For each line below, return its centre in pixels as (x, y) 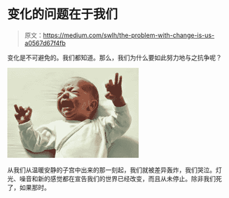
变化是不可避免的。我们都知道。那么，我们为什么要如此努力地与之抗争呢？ (114, 58)
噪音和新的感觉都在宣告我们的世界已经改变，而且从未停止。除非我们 (117, 178)
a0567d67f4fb (45, 43)
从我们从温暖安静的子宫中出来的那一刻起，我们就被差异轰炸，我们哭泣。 (111, 170)
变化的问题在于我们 (63, 14)
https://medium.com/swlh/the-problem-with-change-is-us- (129, 35)
